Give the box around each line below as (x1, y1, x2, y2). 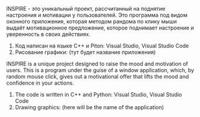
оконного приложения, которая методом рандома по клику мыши (6, 18, 177, 25)
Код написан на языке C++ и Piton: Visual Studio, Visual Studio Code (14, 42, 189, 49)
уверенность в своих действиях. (6, 31, 91, 38)
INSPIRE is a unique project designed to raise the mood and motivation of (6, 60, 189, 67)
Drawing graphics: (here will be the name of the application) (14, 104, 164, 110)
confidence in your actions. (6, 79, 74, 86)
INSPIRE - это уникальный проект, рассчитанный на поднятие (6, 5, 166, 12)
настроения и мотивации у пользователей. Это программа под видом (6, 11, 188, 19)
